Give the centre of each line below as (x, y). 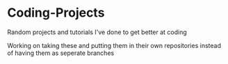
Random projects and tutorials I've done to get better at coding (97, 32)
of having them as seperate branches (61, 53)
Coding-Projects (56, 13)
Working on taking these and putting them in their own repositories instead (114, 45)
